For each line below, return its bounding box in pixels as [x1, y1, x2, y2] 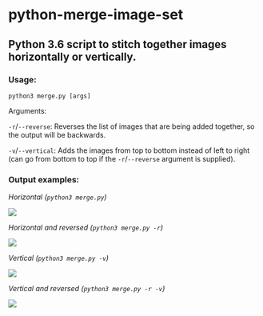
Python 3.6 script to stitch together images [8, 38, 227, 51]
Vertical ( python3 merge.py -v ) [8, 254, 110, 263]
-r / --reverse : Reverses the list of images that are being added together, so [8, 122, 255, 131]
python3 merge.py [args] [8, 92, 91, 100]
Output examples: [8, 174, 80, 185]
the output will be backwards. [8, 130, 106, 139]
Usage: [8, 74, 38, 85]
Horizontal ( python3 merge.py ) [8, 192, 107, 202]
